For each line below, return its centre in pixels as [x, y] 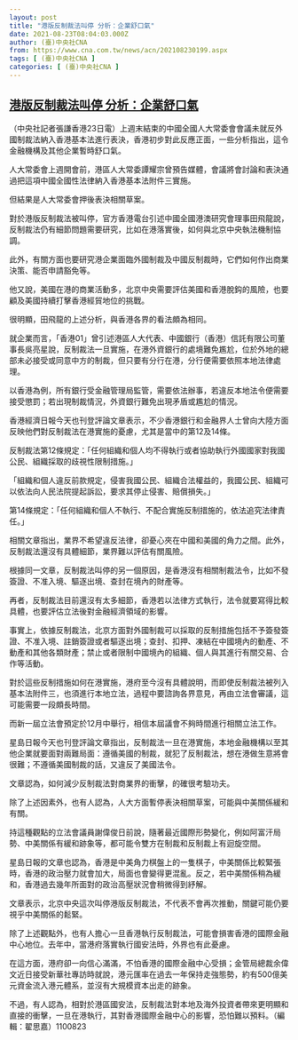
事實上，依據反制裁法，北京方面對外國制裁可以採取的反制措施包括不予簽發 [145, 630]
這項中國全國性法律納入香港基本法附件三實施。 [110, 180]
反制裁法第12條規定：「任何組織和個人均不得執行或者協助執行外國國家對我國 [147, 450]
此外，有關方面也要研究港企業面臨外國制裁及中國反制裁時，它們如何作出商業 [149, 259]
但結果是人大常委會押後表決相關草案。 [79, 199]
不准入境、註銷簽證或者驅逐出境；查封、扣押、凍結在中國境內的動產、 [153, 641]
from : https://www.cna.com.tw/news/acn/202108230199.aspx [118, 51]
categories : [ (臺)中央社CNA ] [64, 67]
